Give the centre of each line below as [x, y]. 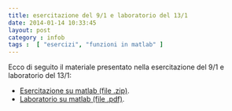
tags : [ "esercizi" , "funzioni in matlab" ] [86, 45]
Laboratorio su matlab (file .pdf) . [72, 99]
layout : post [29, 30]
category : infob [37, 37]
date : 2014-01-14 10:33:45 [52, 23]
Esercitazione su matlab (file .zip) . [74, 91]
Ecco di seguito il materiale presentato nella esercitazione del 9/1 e [116, 67]
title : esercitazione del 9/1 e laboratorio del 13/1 [98, 15]
